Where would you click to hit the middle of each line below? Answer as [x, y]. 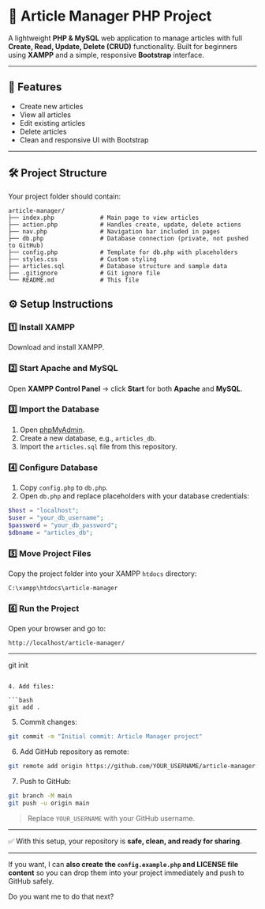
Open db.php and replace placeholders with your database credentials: [134, 496]
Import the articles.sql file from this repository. [98, 446]
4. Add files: [32, 687]
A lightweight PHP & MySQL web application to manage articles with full [125, 38]
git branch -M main [40, 795]
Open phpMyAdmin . [52, 430]
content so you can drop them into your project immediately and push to [126, 873]
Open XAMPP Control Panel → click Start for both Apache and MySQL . [125, 388]
